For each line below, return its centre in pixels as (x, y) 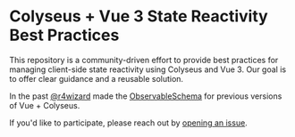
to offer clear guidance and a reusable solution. (97, 78)
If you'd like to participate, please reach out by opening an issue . (128, 123)
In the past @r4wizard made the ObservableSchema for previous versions (146, 96)
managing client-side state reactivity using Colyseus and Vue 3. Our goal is (148, 69)
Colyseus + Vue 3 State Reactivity (139, 16)
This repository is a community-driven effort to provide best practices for (144, 60)
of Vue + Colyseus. (45, 105)
